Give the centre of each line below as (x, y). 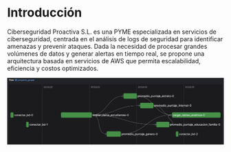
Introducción (45, 13)
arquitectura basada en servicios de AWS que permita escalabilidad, (104, 61)
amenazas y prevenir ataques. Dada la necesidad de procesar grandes (107, 46)
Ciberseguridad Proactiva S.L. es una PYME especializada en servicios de (112, 32)
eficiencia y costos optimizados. (53, 68)
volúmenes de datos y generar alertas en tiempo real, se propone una (106, 54)
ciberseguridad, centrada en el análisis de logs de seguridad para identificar (115, 39)
